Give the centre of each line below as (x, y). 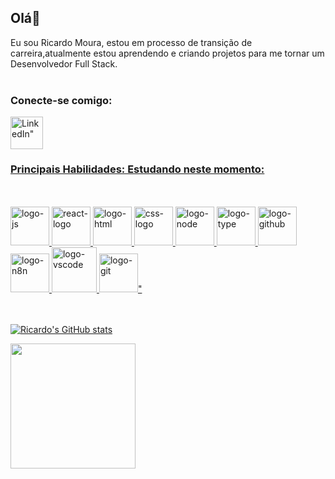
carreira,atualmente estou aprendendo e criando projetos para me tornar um (167, 53)
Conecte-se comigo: (61, 100)
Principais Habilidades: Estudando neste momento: (137, 169)
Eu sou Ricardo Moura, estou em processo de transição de (131, 42)
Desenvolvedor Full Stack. (64, 63)
